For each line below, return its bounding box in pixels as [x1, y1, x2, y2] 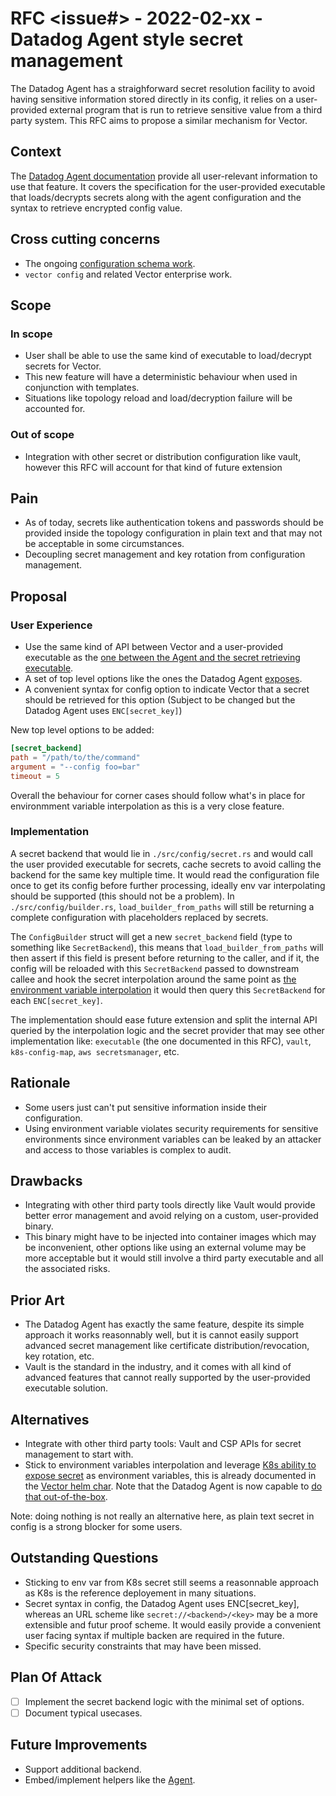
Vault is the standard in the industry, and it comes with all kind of [24, 1361, 292, 1373]
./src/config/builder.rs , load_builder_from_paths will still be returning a [10, 900, 315, 912]
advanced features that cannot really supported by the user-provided [24, 1372, 311, 1384]
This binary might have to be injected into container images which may [24, 1231, 317, 1243]
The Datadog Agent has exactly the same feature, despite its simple [24, 1318, 305, 1331]
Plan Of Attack [10, 1669, 103, 1686]
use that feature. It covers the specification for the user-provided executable [10, 180, 326, 192]
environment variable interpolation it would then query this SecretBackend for [10, 983, 326, 996]
